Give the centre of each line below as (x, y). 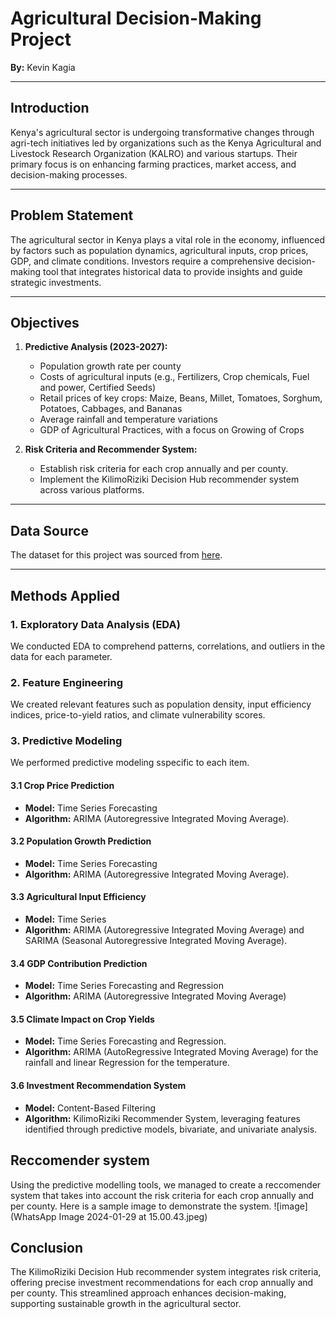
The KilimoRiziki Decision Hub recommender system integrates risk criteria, (166, 1272)
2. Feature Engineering (66, 682)
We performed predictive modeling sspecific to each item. (130, 763)
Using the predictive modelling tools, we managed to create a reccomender (166, 1184)
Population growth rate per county (110, 366)
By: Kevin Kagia (43, 67)
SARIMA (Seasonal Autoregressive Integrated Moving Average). (156, 941)
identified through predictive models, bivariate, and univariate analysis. (171, 1129)
